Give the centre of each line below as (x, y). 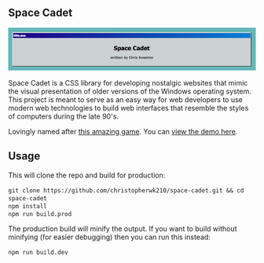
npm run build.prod (40, 214)
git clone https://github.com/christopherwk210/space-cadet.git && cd (126, 190)
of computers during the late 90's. (64, 116)
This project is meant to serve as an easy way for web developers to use (126, 99)
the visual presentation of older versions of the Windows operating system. (130, 91)
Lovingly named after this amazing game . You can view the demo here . (123, 131)
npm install (27, 206)
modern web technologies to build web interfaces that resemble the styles (128, 108)
